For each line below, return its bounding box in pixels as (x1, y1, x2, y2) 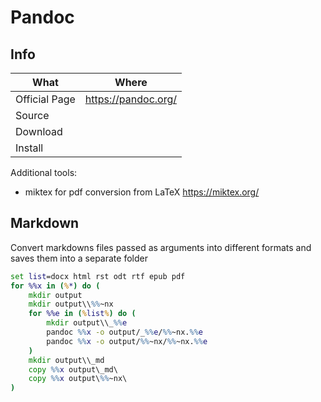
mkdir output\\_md (28, 355, 105, 365)
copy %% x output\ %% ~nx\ (28, 374, 128, 384)
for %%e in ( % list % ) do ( (28, 309, 137, 319)
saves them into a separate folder (10, 252, 148, 264)
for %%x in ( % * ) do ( (10, 281, 101, 291)
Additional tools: (10, 167, 78, 178)
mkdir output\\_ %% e (46, 318, 128, 328)
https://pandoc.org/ (84, 92, 177, 106)
